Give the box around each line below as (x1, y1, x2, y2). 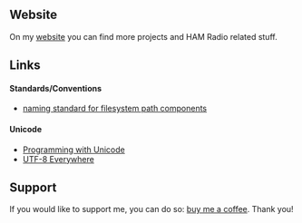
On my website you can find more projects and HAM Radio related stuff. (9, 31, 278, 42)
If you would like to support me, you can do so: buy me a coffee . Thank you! (9, 204, 294, 215)
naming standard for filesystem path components (22, 103, 208, 114)
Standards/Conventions (9, 82, 102, 93)
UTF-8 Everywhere (22, 153, 95, 164)
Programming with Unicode (22, 144, 125, 155)
